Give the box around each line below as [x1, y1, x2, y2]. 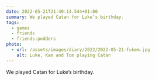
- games [11, 25, 30, 31]
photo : [6, 42, 22, 48]
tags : [6, 19, 19, 25]
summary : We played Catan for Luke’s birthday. [6, 14, 124, 20]
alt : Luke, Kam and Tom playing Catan [16, 52, 111, 58]
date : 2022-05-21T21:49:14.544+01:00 [6, 8, 98, 15]
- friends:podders [11, 36, 57, 42]
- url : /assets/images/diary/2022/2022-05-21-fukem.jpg [11, 47, 150, 53]
